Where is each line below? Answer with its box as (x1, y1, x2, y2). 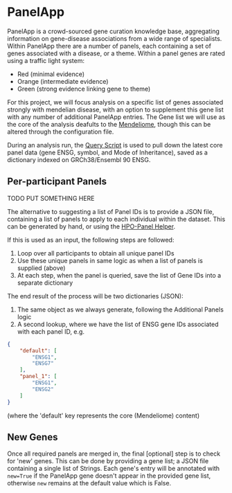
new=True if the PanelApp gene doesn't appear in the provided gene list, (7, 472, 211, 480)
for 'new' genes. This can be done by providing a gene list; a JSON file (7, 457, 209, 465)
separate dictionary (17, 278, 73, 287)
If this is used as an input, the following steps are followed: (7, 235, 175, 244)
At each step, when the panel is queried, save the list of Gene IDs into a (17, 271, 222, 279)
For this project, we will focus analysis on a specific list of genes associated (7, 98, 224, 106)
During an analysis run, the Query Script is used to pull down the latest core (7, 141, 223, 149)
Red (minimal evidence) (17, 70, 85, 78)
